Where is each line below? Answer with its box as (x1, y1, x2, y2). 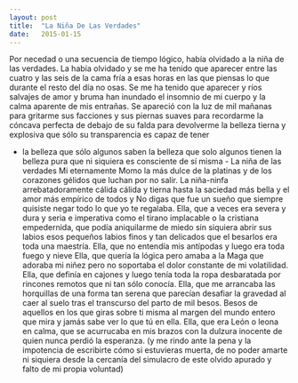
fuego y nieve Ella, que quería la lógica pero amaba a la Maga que (21, 251, 264, 261)
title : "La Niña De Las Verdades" (9, 21, 141, 30)
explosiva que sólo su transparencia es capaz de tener (9, 130, 210, 140)
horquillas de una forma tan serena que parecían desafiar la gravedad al (21, 288, 286, 299)
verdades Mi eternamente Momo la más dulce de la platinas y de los (21, 165, 273, 176)
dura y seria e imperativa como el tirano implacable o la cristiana (21, 212, 260, 223)
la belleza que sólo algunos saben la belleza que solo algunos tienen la (21, 147, 282, 157)
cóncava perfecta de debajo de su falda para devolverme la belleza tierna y (9, 120, 286, 131)
